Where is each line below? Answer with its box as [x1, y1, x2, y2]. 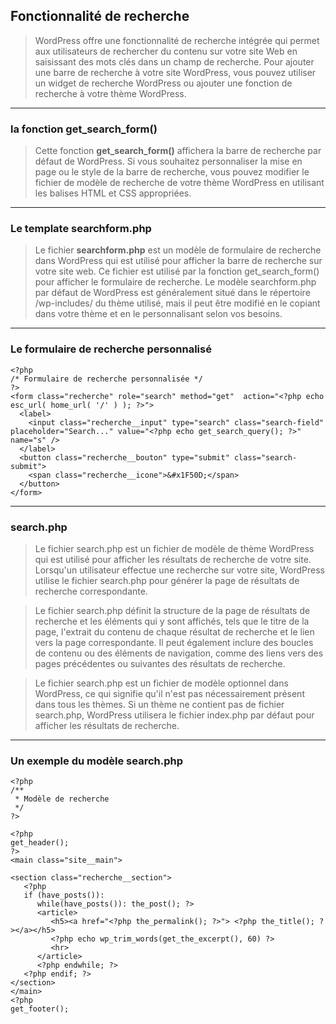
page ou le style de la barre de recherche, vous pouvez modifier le [34, 166, 310, 178]
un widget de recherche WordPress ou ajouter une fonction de [34, 77, 293, 89]
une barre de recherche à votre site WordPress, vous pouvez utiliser [34, 66, 317, 78]
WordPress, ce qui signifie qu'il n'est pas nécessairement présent [34, 688, 305, 699]
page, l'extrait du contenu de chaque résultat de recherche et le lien [34, 626, 315, 638]
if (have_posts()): [23, 890, 105, 901]
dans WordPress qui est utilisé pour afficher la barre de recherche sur [34, 255, 323, 267]
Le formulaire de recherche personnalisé [10, 342, 212, 356]
